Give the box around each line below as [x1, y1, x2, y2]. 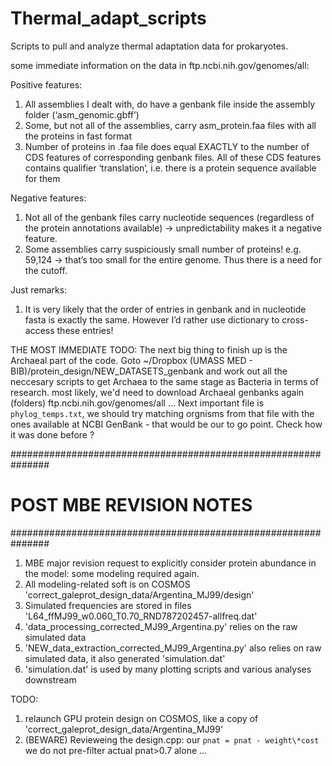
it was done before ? [10, 428, 95, 441]
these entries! [56, 324, 114, 336]
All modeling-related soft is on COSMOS [24, 578, 191, 590]
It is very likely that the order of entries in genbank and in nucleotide [24, 303, 307, 315]
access [24, 324, 55, 336]
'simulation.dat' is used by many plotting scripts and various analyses [24, 663, 312, 675]
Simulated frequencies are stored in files [24, 599, 192, 611]
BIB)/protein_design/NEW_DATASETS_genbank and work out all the [10, 365, 288, 377]
